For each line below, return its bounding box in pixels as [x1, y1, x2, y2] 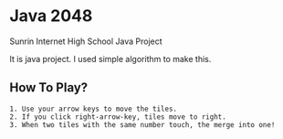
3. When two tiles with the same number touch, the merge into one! [9, 120, 276, 129]
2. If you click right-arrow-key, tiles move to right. [9, 112, 226, 122]
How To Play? [9, 80, 89, 96]
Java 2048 [9, 5, 93, 27]
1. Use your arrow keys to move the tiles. [9, 104, 178, 113]
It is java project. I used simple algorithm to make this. [9, 53, 212, 64]
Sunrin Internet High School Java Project [9, 36, 162, 47]
